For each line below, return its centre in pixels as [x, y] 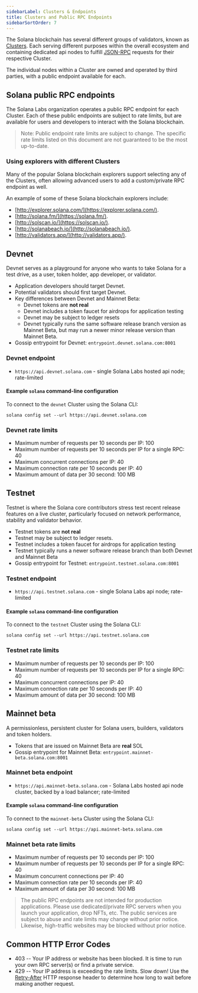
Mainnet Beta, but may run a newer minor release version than [99, 330]
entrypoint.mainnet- [128, 752]
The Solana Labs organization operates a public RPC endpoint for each [92, 109]
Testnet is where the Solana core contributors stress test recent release [93, 507]
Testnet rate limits [33, 650]
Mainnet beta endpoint [39, 773]
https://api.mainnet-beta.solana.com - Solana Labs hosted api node [99, 785]
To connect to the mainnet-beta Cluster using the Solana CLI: [80, 819]
